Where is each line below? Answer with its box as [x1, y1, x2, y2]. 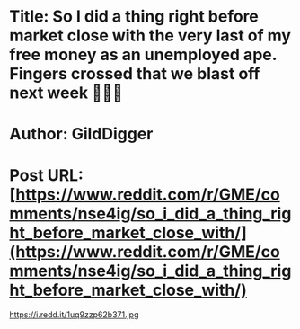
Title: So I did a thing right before [9, 6, 259, 27]
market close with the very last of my [9, 25, 292, 46]
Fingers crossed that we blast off [9, 64, 260, 84]
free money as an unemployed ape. [9, 45, 277, 65]
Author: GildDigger [9, 124, 154, 145]
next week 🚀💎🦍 [9, 83, 123, 103]
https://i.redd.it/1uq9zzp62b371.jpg [9, 309, 139, 320]
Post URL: [9, 164, 84, 185]
